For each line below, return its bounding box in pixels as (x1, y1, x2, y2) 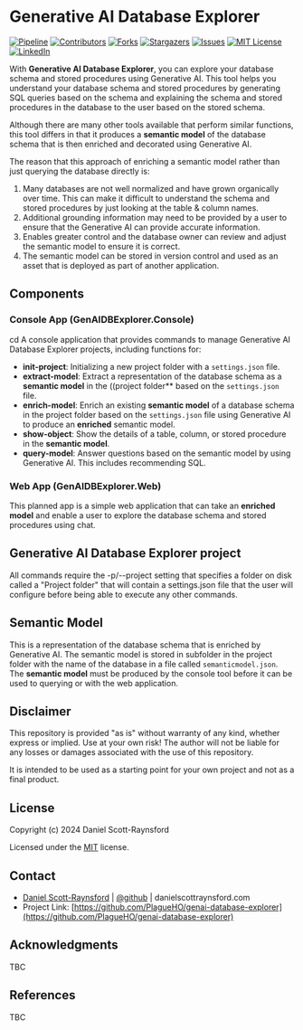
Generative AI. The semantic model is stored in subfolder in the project (9, 648, 273, 659)
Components (9, 287, 84, 302)
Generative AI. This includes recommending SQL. (22, 457, 206, 468)
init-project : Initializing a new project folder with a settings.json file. (22, 361, 280, 372)
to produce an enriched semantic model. (22, 419, 175, 430)
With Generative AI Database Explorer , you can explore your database (9, 63, 274, 74)
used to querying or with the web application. (9, 677, 179, 688)
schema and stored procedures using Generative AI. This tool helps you (9, 72, 277, 83)
